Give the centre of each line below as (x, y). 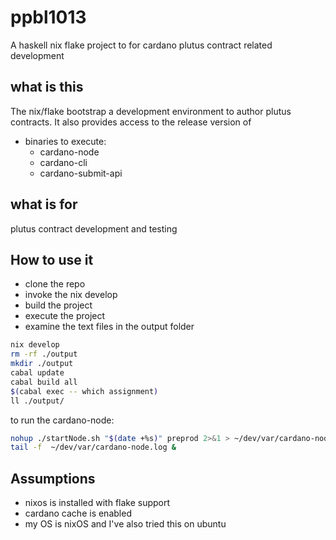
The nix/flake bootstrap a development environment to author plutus (151, 111)
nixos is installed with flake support (97, 503)
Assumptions (53, 478)
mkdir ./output (42, 364)
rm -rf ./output (44, 354)
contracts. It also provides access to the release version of (131, 122)
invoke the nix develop (71, 295)
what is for (44, 204)
